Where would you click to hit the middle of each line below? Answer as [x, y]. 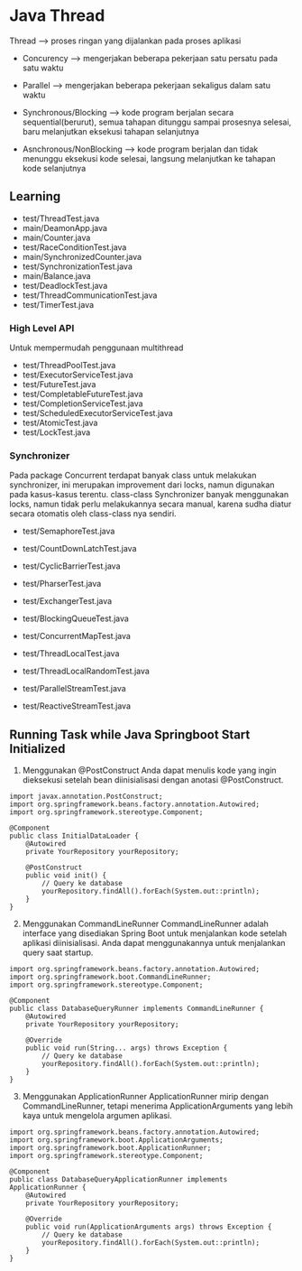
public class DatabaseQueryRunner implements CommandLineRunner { [137, 1009]
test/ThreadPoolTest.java [69, 366]
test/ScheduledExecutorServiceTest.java [97, 413]
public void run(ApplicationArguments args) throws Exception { [149, 1227]
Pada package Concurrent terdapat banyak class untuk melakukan [133, 476]
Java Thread [57, 16]
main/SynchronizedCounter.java [82, 256]
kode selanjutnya [54, 168]
